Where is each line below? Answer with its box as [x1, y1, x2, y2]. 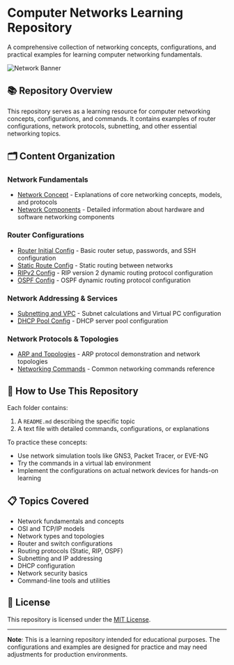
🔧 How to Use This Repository [7, 385, 139, 397]
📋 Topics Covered [7, 495, 89, 507]
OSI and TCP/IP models [17, 524, 85, 532]
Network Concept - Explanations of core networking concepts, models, [17, 191, 223, 199]
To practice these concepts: [7, 438, 88, 446]
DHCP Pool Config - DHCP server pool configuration [17, 316, 169, 326]
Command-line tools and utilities [17, 576, 111, 585]
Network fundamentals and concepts [17, 517, 124, 525]
